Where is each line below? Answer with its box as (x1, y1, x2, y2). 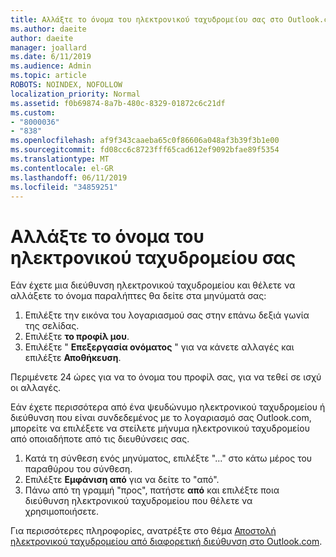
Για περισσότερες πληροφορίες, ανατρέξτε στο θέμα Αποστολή (10, 525, 277, 537)
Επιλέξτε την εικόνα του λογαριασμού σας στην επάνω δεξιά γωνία (24, 309, 310, 321)
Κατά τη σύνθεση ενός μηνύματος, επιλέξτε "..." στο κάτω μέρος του (24, 452, 313, 465)
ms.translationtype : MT (10, 154, 110, 164)
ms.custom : (10, 107, 56, 118)
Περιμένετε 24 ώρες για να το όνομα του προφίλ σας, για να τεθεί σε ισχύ (10, 371, 322, 383)
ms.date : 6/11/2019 (10, 52, 92, 62)
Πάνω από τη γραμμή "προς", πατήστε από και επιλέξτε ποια (24, 484, 280, 496)
